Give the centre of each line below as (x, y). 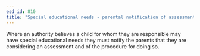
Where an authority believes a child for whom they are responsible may (93, 34)
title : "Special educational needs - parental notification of (86, 17)
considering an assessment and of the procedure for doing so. (83, 46)
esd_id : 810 (21, 11)
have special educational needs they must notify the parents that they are (96, 40)
